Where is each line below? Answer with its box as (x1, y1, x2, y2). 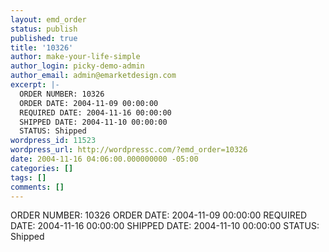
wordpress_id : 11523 (10, 136, 97, 146)
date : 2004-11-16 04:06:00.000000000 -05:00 (10, 154, 199, 164)
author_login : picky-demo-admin (10, 61, 145, 71)
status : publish (10, 24, 78, 34)
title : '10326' (10, 42, 74, 53)
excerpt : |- (10, 80, 60, 90)
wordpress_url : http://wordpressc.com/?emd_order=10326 (10, 145, 248, 155)
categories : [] (10, 163, 74, 173)
